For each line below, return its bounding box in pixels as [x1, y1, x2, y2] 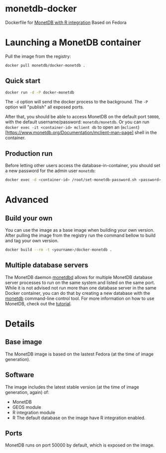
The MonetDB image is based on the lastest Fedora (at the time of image [5, 351, 154, 357]
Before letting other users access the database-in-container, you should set [5, 163, 161, 169]
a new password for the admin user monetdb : [5, 168, 96, 174]
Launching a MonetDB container [5, 37, 141, 48]
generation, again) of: [5, 389, 50, 395]
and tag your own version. [5, 238, 59, 244]
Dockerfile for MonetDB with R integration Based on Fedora [5, 19, 127, 25]
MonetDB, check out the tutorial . [5, 300, 72, 306]
